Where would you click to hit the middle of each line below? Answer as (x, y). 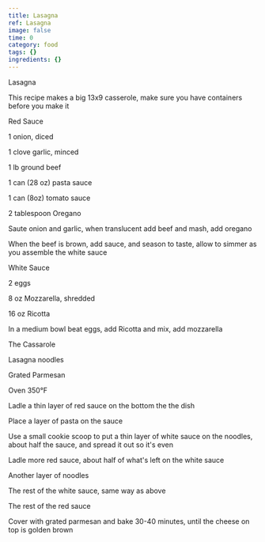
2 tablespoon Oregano (45, 213)
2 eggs (20, 282)
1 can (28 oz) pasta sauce (50, 182)
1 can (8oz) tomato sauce (49, 198)
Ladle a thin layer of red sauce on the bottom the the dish (102, 405)
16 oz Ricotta (29, 313)
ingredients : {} (35, 60)
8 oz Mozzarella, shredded (52, 298)
